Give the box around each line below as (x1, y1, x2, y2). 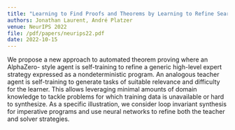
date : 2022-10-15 (7, 36, 58, 43)
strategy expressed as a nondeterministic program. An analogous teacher (7, 71, 220, 79)
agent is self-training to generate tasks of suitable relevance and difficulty (7, 78, 220, 86)
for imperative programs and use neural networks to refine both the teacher (7, 108, 225, 116)
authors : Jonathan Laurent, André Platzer (7, 17, 133, 24)
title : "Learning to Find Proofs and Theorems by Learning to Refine (7, 10, 215, 17)
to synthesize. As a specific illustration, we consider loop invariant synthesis (7, 100, 227, 108)
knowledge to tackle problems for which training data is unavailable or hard (7, 92, 225, 101)
